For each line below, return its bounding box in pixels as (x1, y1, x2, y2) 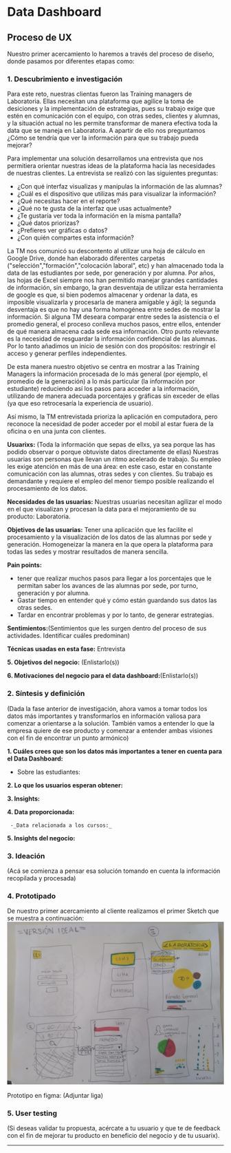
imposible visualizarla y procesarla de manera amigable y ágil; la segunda (7, 298, 217, 306)
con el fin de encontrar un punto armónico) (7, 734, 129, 742)
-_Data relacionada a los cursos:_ (10, 822, 112, 829)
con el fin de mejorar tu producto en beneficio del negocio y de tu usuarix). (7, 1132, 220, 1140)
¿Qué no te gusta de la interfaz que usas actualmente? (16, 204, 172, 213)
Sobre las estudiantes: (16, 768, 80, 776)
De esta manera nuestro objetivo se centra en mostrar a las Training (7, 363, 199, 371)
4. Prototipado (7, 891, 56, 900)
